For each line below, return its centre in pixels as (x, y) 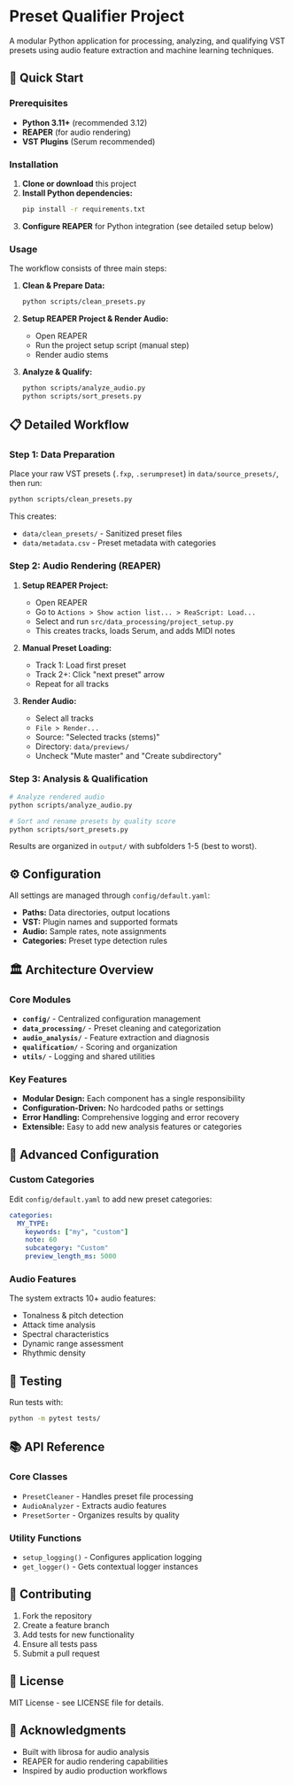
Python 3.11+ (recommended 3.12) (85, 122)
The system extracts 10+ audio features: (83, 1298)
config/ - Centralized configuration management (111, 1018)
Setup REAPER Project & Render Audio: (95, 318)
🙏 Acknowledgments (68, 1731)
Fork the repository (57, 1615)
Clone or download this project (79, 183)
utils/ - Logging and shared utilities (89, 1056)
